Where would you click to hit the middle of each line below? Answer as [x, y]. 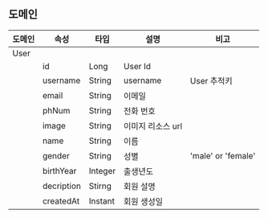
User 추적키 [211, 80]
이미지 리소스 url [153, 125]
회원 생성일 [143, 201]
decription [62, 186]
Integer [102, 171]
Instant [102, 201]
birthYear [60, 171]
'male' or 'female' [223, 155]
